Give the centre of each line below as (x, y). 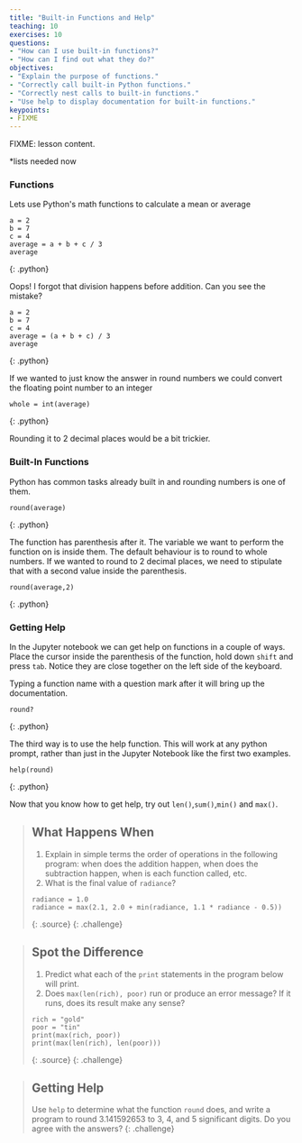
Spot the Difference (87, 952)
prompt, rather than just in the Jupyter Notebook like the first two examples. (150, 754)
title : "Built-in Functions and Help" (82, 18)
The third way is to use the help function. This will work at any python (138, 744)
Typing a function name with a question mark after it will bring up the (137, 684)
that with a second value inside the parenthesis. (98, 571)
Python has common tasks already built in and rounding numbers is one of (147, 481)
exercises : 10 (36, 34)
